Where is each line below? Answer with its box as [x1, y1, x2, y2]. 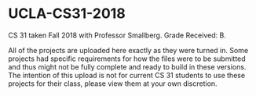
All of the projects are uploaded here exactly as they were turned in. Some [8, 45, 249, 55]
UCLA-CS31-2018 [8, 5, 126, 23]
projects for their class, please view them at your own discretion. [8, 79, 218, 88]
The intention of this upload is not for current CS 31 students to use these [8, 70, 246, 80]
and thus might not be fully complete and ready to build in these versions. [8, 62, 247, 71]
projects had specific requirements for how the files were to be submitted [8, 54, 246, 63]
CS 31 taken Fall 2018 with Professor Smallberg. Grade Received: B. [8, 30, 226, 40]
